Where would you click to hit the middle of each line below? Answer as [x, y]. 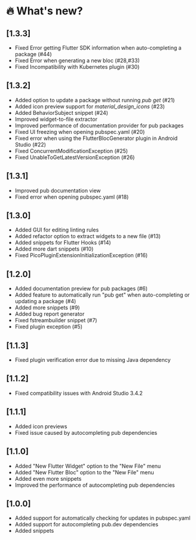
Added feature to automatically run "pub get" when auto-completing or [102, 295]
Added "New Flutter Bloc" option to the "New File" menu [84, 472]
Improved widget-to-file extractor [56, 119]
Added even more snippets [48, 478]
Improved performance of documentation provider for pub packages [99, 125]
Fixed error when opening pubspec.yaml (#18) [72, 197]
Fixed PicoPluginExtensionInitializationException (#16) [81, 255]
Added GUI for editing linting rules [57, 230]
